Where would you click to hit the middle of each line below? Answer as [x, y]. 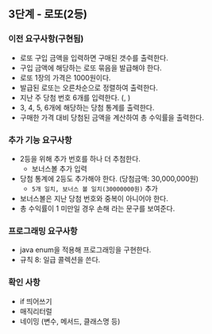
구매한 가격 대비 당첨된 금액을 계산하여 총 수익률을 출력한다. [112, 117]
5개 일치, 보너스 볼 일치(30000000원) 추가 [95, 188]
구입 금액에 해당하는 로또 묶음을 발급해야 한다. [91, 68]
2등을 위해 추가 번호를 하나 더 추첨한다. [80, 158]
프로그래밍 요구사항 [43, 231]
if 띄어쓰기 [36, 301]
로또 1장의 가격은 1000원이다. [65, 77]
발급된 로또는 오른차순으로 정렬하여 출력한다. [89, 87]
